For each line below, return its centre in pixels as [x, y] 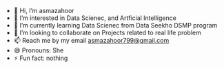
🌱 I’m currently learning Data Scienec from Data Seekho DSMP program [115, 25]
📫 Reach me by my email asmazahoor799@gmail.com [91, 40]
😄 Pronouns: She [39, 50]
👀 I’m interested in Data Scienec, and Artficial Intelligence [95, 18]
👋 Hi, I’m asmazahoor [44, 11]
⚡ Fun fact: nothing [41, 58]
